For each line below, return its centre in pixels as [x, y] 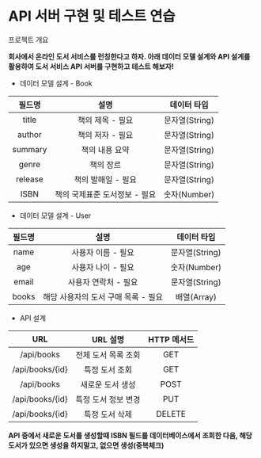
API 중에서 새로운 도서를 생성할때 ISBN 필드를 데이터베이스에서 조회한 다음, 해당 [130, 435]
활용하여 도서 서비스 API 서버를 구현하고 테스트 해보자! [91, 66]
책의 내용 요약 [105, 150]
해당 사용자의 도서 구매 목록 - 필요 [103, 296]
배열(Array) [196, 296]
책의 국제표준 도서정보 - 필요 [106, 194]
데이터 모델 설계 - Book [56, 83]
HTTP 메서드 [171, 339]
